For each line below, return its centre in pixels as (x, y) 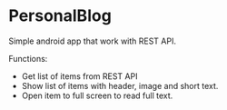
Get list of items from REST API (79, 76)
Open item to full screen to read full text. (97, 95)
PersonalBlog (60, 16)
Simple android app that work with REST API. (92, 41)
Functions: (28, 58)
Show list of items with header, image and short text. (120, 85)
